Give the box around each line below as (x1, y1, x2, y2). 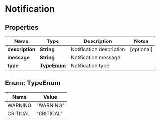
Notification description (71, 46, 125, 53)
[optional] (130, 46, 153, 53)
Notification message (71, 54, 120, 61)
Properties (5, 23, 39, 32)
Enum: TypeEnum (5, 79, 61, 87)
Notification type (71, 62, 110, 69)
